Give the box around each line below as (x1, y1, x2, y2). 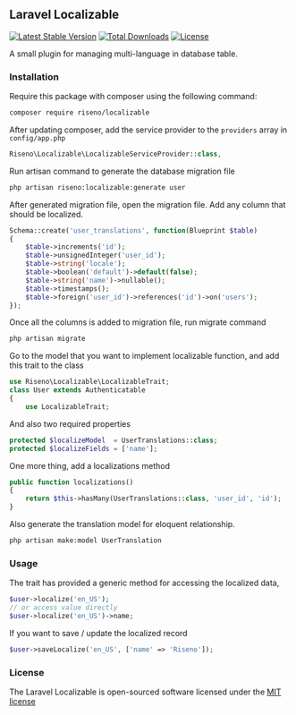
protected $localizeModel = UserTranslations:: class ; (9, 436, 218, 445)
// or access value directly (9, 603, 118, 612)
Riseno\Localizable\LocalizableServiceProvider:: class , (9, 149, 222, 158)
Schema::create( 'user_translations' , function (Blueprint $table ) (9, 226, 258, 235)
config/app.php (9, 133, 66, 142)
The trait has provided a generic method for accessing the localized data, (9, 577, 280, 589)
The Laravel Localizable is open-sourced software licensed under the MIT (9, 686, 282, 697)
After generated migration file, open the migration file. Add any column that (9, 199, 286, 209)
